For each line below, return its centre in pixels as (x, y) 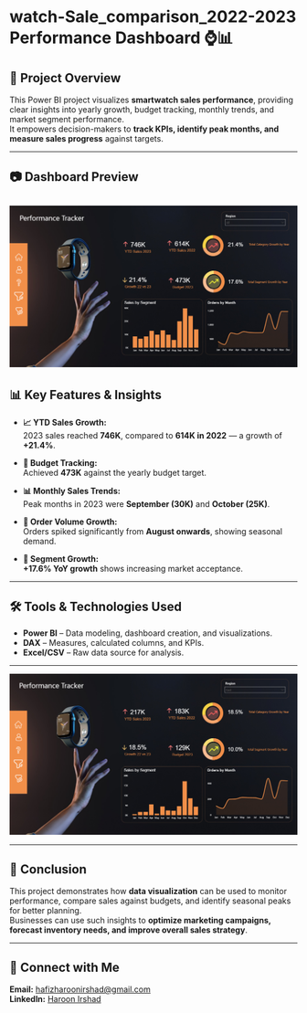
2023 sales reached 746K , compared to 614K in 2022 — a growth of (153, 435)
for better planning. (46, 911)
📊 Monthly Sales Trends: (71, 491)
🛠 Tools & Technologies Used (96, 606)
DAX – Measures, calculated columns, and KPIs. (113, 643)
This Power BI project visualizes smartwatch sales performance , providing (152, 100)
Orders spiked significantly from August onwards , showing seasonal (153, 531)
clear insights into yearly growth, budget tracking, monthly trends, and (142, 110)
